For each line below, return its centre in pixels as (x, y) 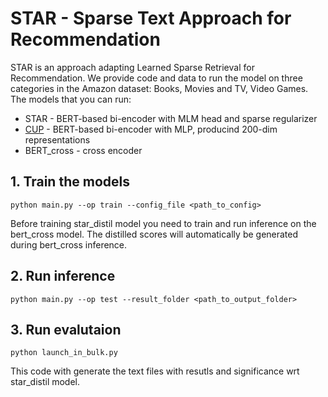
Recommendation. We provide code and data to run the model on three (156, 78)
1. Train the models (70, 182)
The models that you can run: (71, 99)
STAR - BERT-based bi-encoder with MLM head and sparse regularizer (171, 118)
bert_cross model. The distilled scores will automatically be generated (154, 234)
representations (57, 139)
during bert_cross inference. (69, 244)
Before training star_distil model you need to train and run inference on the (163, 223)
